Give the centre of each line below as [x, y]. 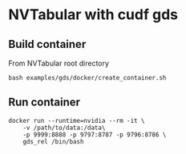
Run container [44, 103]
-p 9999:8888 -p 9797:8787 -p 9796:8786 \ [95, 134]
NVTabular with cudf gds [93, 15]
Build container [47, 44]
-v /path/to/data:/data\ [64, 128]
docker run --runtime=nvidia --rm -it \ [77, 120]
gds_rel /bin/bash [53, 141]
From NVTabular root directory [59, 63]
